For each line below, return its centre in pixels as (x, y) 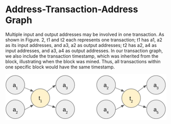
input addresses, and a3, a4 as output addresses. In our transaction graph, (84, 51)
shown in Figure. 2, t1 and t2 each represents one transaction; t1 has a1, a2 (84, 40)
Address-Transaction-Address (72, 9)
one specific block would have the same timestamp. (60, 67)
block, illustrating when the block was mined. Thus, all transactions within (83, 61)
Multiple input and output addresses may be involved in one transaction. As (85, 34)
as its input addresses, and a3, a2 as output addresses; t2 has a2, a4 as (81, 45)
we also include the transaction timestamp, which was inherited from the (82, 56)
